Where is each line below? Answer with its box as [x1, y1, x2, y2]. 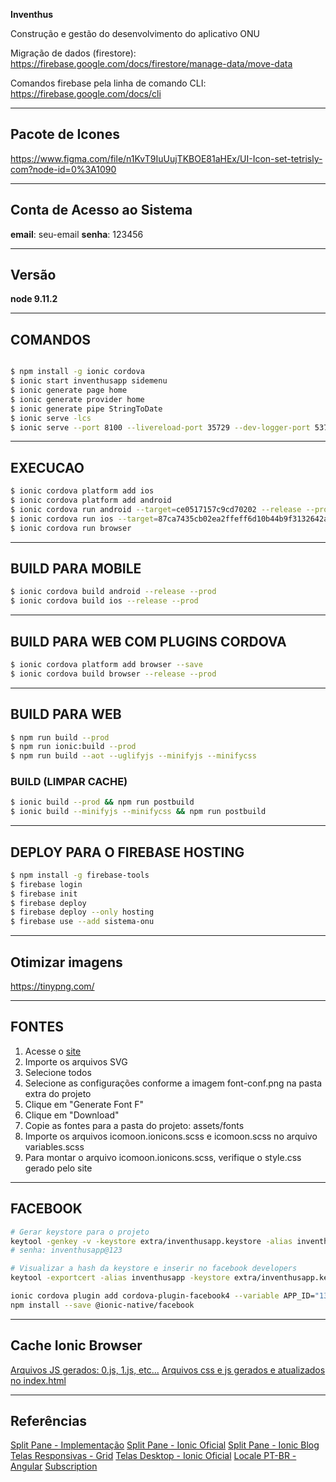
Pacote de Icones [10, 126, 120, 143]
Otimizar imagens [10, 954, 123, 971]
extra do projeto [24, 1087, 92, 1099]
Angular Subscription [10, 1460, 98, 1473]
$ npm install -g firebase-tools [10, 870, 150, 880]
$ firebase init [10, 889, 78, 899]
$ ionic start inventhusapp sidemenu [10, 376, 168, 386]
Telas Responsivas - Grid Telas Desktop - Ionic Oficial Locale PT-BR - [10, 1450, 297, 1462]
